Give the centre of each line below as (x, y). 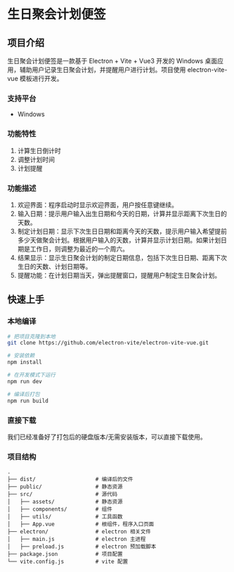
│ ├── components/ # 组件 (60, 509)
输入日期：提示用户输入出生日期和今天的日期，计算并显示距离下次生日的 (122, 213)
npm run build (28, 401)
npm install (25, 362)
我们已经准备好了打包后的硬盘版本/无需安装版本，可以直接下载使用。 (107, 437)
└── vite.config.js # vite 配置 (68, 562)
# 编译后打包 (24, 394)
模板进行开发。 (41, 79)
